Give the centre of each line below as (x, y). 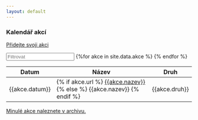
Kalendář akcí (26, 32)
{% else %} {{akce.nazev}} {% (98, 89)
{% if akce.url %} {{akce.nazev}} (101, 81)
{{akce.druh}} (171, 89)
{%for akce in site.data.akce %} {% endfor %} (132, 56)
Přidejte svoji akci (27, 44)
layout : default (26, 11)
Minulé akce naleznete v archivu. (46, 111)
